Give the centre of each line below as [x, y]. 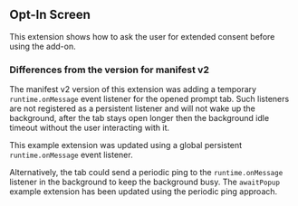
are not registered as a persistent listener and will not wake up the [133, 108]
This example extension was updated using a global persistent [126, 145]
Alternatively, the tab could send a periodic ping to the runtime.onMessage [146, 173]
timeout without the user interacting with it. [90, 128]
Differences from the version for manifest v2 [110, 70]
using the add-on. [43, 46]
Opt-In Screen [50, 15]
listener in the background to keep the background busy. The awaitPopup [145, 182]
